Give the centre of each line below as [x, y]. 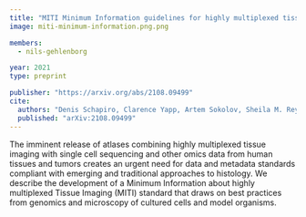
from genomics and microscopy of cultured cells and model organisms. [143, 202]
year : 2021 [30, 68]
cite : [20, 101]
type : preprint [38, 77]
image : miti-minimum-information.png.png [89, 26]
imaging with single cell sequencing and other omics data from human [141, 154]
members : [26, 43]
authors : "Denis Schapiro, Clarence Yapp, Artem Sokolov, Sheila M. [150, 109]
